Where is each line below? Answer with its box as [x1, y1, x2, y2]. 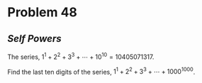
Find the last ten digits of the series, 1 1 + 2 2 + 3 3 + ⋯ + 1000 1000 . [7, 66, 196, 76]
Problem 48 [7, 4, 78, 21]
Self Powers [7, 33, 62, 45]
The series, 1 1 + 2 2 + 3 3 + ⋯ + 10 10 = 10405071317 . [7, 51, 155, 61]
